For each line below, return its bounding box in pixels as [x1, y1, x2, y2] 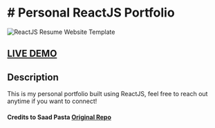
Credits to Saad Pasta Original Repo [7, 113, 112, 121]
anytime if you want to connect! [7, 97, 97, 105]
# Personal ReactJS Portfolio [7, 5, 175, 21]
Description [7, 71, 59, 83]
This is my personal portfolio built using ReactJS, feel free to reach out [7, 90, 208, 98]
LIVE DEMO [7, 48, 57, 60]
